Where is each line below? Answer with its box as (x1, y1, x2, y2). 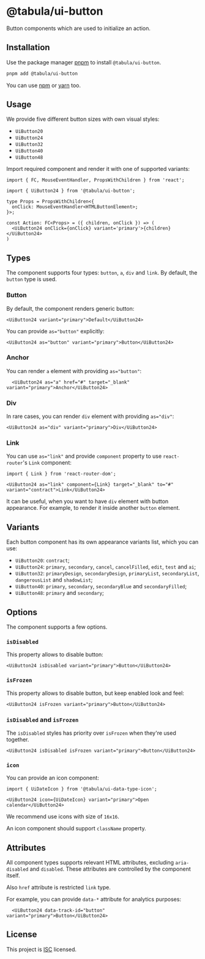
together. (6, 735, 29, 743)
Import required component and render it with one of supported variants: (6, 165, 190, 173)
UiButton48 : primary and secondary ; (15, 589, 104, 597)
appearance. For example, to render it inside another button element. (6, 504, 181, 512)
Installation (6, 42, 50, 53)
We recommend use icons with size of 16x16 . (6, 813, 119, 821)
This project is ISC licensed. (6, 946, 77, 953)
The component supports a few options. (6, 623, 108, 631)
